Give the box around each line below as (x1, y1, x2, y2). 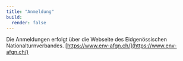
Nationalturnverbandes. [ (6, 42, 68, 49)
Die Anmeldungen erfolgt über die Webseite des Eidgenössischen (6, 36, 168, 43)
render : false (11, 20, 46, 25)
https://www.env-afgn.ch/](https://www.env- (67, 42, 177, 49)
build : (6, 14, 23, 20)
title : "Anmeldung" (6, 8, 55, 15)
